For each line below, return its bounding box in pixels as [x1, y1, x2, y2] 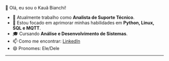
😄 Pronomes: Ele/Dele [12, 45, 59, 51]
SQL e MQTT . [12, 25, 41, 31]
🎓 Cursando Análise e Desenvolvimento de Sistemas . [12, 30, 128, 36]
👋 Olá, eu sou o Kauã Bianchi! [5, 5, 66, 10]
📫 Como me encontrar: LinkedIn [12, 38, 80, 44]
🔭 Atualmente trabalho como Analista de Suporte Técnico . [12, 14, 135, 20]
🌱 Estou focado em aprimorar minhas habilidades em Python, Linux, [12, 20, 154, 25]
